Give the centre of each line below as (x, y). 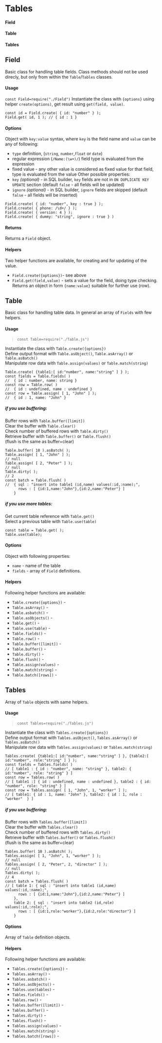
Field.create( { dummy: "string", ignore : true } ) (60, 217)
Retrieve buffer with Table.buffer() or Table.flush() (58, 436)
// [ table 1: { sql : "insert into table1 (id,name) (61, 886)
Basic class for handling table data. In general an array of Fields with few (79, 312)
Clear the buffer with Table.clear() (41, 426)
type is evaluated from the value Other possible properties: (71, 174)
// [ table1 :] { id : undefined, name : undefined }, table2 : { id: (78, 781)
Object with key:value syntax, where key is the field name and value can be (81, 139)
